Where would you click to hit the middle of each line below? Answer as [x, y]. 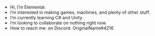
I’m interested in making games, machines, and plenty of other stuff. [80, 12]
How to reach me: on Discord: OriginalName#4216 [62, 28]
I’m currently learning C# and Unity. [46, 18]
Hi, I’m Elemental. [28, 7]
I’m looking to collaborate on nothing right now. [58, 23]
